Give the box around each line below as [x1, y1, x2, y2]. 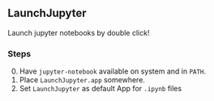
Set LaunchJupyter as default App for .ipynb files [19, 84, 182, 94]
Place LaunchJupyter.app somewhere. [19, 75, 145, 85]
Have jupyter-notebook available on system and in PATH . [19, 66, 207, 76]
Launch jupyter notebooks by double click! [7, 27, 150, 37]
